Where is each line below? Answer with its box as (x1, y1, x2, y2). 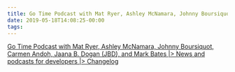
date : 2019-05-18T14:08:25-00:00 (7, 17, 105, 24)
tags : (7, 23, 23, 30)
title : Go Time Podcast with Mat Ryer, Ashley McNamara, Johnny (7, 10, 199, 17)
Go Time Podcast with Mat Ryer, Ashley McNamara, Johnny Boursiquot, (7, 43, 215, 51)
